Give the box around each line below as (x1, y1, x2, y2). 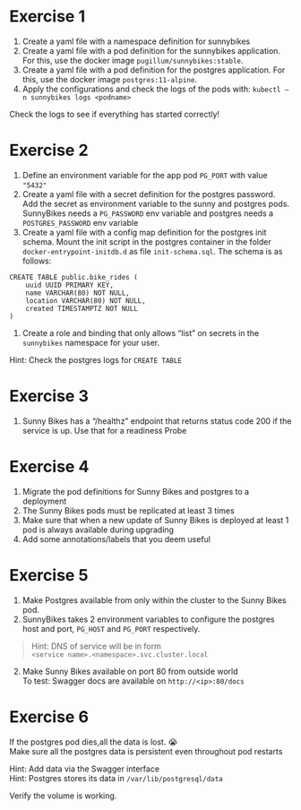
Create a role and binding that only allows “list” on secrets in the (21, 327, 260, 338)
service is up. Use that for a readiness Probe (21, 425, 187, 435)
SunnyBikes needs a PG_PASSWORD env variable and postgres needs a (21, 208, 274, 219)
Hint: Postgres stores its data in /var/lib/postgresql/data (9, 772, 224, 783)
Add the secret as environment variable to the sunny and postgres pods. (21, 198, 289, 209)
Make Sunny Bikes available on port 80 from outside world (21, 666, 239, 676)
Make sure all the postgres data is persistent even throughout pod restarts (9, 745, 283, 756)
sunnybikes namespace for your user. (21, 337, 160, 348)
